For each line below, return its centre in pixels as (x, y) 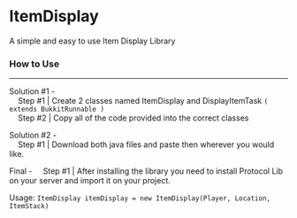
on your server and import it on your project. (90, 181)
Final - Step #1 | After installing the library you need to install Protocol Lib (146, 171)
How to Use (34, 64)
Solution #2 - (33, 136)
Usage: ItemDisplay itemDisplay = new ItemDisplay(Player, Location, (140, 198)
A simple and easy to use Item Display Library (92, 41)
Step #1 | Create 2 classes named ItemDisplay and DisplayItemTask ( (143, 101)
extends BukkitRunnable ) (57, 109)
